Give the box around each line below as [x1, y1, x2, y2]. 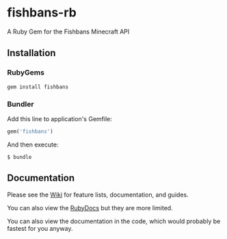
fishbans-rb [7, 5, 77, 21]
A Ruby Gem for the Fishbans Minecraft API [7, 27, 130, 36]
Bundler [7, 99, 34, 109]
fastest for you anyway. [7, 224, 73, 232]
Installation [7, 47, 56, 59]
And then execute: [7, 140, 59, 149]
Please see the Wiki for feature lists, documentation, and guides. [7, 190, 189, 199]
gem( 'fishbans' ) [7, 128, 53, 135]
